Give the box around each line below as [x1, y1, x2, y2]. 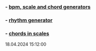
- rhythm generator [5, 16, 53, 23]
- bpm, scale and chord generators [5, 3, 91, 10]
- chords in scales [5, 30, 50, 37]
